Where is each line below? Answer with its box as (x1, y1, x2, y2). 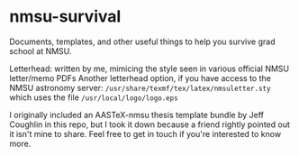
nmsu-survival (9, 6, 122, 27)
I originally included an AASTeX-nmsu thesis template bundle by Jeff (9, 109, 264, 120)
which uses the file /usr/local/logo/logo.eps (9, 92, 178, 103)
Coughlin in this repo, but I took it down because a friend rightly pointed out (9, 119, 290, 130)
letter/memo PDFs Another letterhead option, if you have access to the (9, 72, 272, 83)
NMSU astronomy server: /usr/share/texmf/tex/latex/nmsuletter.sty (9, 82, 271, 93)
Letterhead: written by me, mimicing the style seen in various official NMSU (9, 63, 290, 74)
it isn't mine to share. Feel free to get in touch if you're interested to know (9, 128, 282, 139)
